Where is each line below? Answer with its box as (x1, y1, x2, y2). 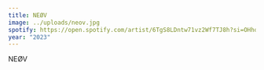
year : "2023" (8, 33, 51, 41)
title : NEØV (8, 11, 47, 19)
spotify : (8, 26, 37, 33)
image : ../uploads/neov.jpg (8, 19, 101, 26)
